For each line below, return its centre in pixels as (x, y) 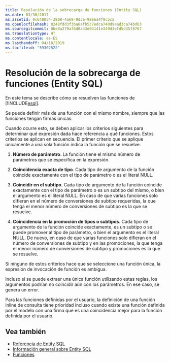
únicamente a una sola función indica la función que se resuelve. (73, 144)
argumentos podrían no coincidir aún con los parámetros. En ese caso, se (82, 284)
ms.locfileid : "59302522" (32, 48)
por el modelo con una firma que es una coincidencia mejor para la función (84, 310)
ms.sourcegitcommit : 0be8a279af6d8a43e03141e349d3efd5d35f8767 (74, 29)
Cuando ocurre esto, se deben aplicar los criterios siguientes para (74, 128)
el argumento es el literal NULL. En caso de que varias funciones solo (85, 195)
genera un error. (22, 289)
